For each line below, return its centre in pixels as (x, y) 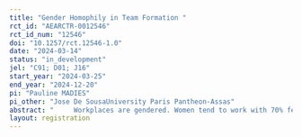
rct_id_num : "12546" (48, 34)
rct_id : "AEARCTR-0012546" (60, 26)
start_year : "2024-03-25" (58, 77)
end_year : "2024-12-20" (54, 85)
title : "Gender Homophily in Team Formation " (98, 18)
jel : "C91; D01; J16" (50, 68)
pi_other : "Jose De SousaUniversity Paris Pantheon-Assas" (122, 101)
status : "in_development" (58, 59)
